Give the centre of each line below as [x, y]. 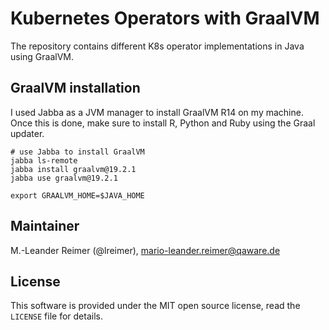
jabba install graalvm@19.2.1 [73, 169]
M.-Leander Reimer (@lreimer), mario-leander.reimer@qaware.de [145, 250]
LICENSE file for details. [56, 316]
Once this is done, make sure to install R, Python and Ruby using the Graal [163, 123]
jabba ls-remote [44, 160]
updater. [27, 133]
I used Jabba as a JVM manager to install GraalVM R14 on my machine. [157, 112]
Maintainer [45, 226]
